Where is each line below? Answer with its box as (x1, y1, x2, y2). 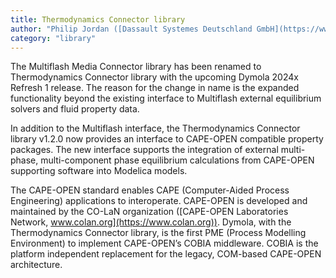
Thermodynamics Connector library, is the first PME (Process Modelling (10, 227, 307, 239)
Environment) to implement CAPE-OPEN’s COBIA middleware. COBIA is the (10, 237, 319, 250)
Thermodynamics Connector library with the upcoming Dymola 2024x (10, 71, 299, 83)
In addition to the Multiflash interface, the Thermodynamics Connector (10, 122, 301, 135)
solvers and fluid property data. (10, 103, 140, 115)
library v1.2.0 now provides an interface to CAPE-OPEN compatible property (10, 133, 324, 145)
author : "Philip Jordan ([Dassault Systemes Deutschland (10, 24, 253, 34)
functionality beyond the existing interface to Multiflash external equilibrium (10, 92, 322, 105)
